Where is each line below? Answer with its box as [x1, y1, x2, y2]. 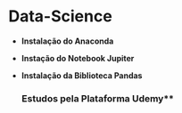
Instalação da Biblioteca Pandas [21, 69, 143, 81]
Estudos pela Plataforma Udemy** [21, 92, 175, 104]
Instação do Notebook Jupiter [21, 52, 135, 63]
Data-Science [8, 6, 112, 27]
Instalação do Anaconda [21, 36, 114, 46]
